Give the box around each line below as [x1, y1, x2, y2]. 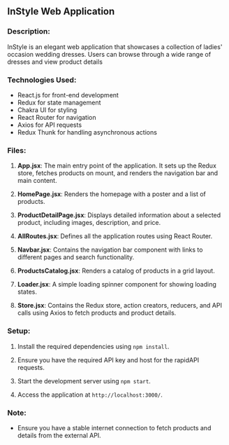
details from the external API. [17, 431, 101, 439]
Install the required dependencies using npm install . [17, 342, 170, 350]
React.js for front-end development [17, 90, 119, 99]
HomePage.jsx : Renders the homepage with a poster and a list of [17, 190, 206, 198]
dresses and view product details [7, 57, 103, 66]
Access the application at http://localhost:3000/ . [17, 390, 163, 399]
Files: [7, 145, 27, 155]
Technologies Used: [7, 75, 77, 85]
